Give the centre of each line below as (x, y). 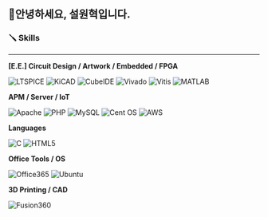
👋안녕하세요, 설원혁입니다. (69, 14)
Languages (27, 128)
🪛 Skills (24, 38)
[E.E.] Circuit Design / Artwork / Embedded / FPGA (93, 65)
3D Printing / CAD (38, 189)
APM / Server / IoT (39, 97)
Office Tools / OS (37, 159)
